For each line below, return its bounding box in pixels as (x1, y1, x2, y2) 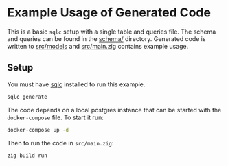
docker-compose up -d (7, 126, 69, 133)
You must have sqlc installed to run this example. (7, 80, 146, 88)
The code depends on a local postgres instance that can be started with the (7, 106, 222, 114)
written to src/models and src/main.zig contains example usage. (7, 42, 189, 50)
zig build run (7, 152, 48, 159)
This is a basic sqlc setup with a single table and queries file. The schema (7, 27, 216, 36)
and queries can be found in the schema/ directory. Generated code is (7, 34, 206, 43)
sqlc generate (7, 93, 48, 100)
